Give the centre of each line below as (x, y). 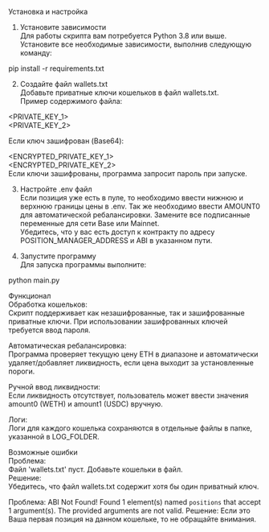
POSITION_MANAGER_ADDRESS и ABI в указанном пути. (116, 240)
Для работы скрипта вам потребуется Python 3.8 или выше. (123, 36)
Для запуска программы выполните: (83, 264)
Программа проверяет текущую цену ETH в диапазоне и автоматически (133, 354)
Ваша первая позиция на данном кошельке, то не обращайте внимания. (132, 519)
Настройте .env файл (56, 189)
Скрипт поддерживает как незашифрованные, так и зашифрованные (126, 313)
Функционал (30, 296)
